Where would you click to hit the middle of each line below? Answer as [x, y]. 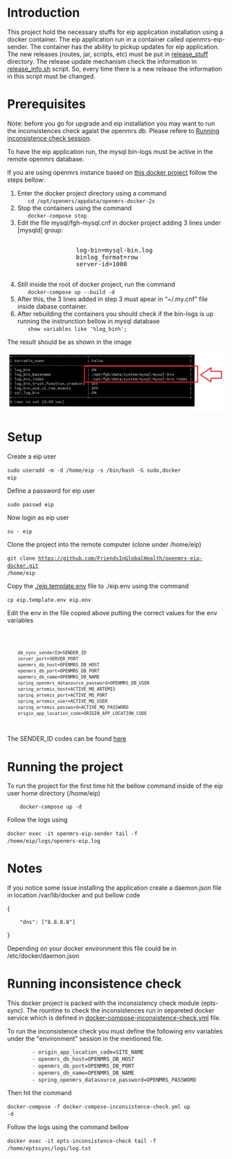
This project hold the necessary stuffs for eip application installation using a [115, 32]
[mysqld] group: [40, 230]
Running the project [65, 767]
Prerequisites [47, 104]
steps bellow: [26, 180]
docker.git [23, 566]
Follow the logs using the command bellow [68, 1127]
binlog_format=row [107, 257]
